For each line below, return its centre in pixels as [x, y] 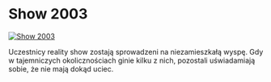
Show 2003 [48, 14]
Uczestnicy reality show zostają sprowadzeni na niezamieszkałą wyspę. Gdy [136, 51]
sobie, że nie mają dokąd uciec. [61, 68]
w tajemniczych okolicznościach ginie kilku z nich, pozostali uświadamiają [132, 60]
